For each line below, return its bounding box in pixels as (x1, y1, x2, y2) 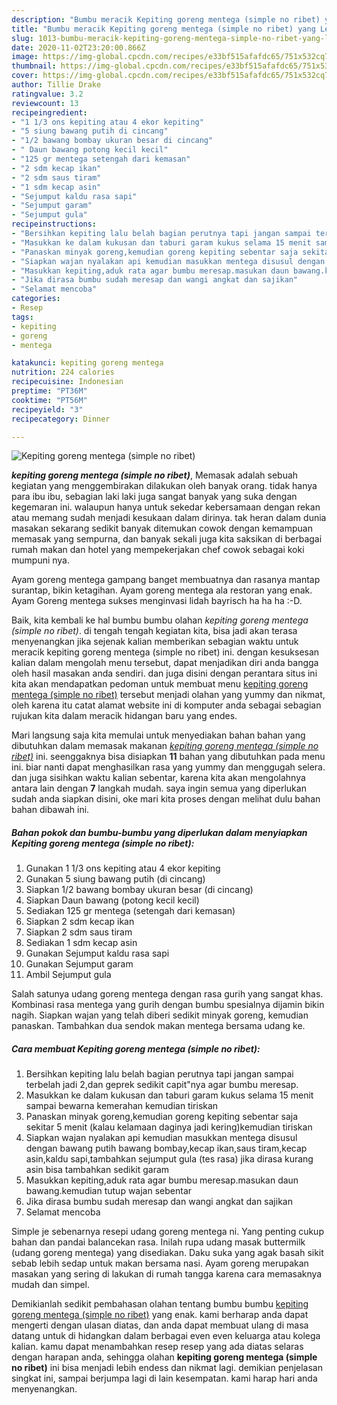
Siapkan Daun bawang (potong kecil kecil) (25, 894, 200, 906)
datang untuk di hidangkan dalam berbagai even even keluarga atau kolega (11, 1330, 321, 1342)
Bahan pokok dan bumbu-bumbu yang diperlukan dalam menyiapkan (11, 826, 308, 838)
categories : (11, 294, 61, 304)
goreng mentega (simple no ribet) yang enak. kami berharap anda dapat (11, 1309, 309, 1321)
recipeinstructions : (11, 219, 98, 230)
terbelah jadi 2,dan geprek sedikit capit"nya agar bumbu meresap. (25, 1079, 299, 1091)
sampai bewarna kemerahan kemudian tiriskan (25, 1100, 219, 1112)
